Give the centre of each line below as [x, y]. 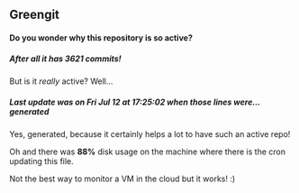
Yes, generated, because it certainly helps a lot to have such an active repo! [150, 133]
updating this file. [41, 161]
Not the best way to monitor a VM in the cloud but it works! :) [122, 179]
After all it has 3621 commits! [65, 59]
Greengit [35, 15]
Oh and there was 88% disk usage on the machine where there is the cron [148, 152]
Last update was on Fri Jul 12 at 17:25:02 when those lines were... [135, 102]
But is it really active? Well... [61, 81]
